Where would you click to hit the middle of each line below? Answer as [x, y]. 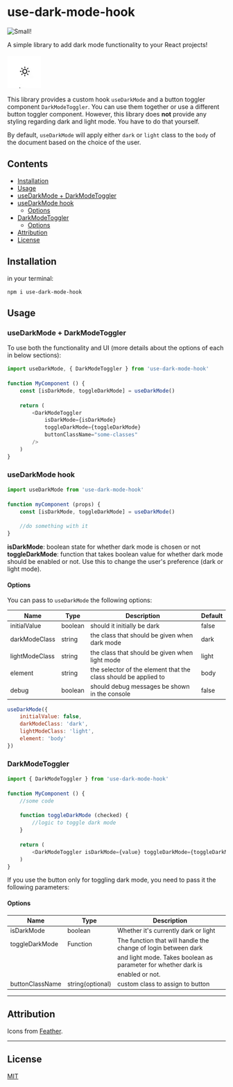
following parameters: [38, 887]
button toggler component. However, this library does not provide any [107, 114]
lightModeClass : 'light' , [57, 731]
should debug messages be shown [140, 686]
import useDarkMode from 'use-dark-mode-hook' [76, 490]
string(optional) [89, 984]
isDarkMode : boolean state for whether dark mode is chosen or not [104, 547]
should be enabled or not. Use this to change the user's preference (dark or [115, 562]
